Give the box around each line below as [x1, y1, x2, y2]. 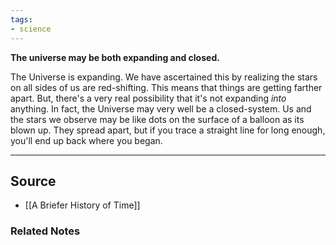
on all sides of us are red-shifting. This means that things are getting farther [10, 81, 323, 93]
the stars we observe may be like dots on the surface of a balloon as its [10, 113, 305, 125]
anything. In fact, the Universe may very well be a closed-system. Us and [10, 102, 312, 115]
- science [10, 24, 52, 34]
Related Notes [10, 224, 81, 238]
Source [10, 172, 57, 190]
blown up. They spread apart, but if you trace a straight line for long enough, [10, 124, 326, 136]
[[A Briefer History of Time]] [24, 199, 141, 211]
